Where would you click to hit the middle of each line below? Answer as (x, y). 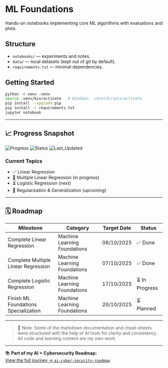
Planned (146, 308)
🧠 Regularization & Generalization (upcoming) (59, 190)
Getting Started (30, 83)
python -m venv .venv (28, 94)
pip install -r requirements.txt (40, 108)
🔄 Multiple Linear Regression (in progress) (56, 177)
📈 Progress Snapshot (40, 133)
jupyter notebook (23, 113)
